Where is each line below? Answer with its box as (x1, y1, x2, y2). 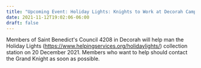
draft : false (6, 20, 39, 26)
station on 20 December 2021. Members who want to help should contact (6, 49, 188, 56)
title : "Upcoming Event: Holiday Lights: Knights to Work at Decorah (6, 8, 184, 15)
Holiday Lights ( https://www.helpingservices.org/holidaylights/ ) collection (6, 42, 188, 50)
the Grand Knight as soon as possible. (6, 55, 100, 63)
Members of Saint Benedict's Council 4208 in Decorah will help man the (6, 36, 184, 44)
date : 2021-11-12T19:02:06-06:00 (6, 14, 90, 20)
